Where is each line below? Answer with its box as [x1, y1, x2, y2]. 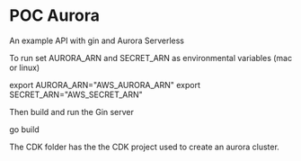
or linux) [9, 62, 40, 73]
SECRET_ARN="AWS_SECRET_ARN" [9, 89, 144, 100]
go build [9, 123, 40, 135]
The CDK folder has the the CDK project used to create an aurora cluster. [9, 141, 280, 152]
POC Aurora [9, 5, 101, 26]
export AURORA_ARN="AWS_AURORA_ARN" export [9, 79, 200, 90]
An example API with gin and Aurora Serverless [9, 35, 184, 46]
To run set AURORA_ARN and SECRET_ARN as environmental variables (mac [9, 52, 293, 63]
